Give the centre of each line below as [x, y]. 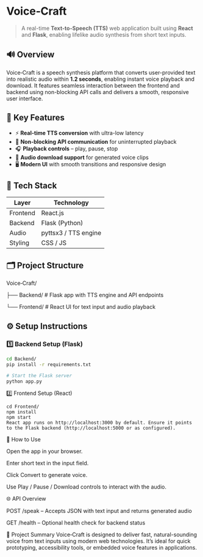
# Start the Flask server [39, 375]
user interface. [25, 98]
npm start [19, 418]
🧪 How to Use [23, 440]
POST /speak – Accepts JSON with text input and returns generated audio [99, 511]
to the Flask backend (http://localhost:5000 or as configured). [91, 428]
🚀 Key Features [36, 118]
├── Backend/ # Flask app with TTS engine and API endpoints [85, 295]
